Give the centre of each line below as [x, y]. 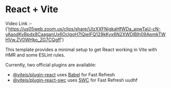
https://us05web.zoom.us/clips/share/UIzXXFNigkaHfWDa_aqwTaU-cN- [84, 28]
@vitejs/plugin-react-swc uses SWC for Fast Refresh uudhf [75, 80]
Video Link [17, 23]
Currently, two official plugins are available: [51, 65]
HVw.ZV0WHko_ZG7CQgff [33, 40]
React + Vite [32, 9]
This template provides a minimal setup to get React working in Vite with [81, 49]
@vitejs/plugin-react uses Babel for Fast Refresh [64, 74]
